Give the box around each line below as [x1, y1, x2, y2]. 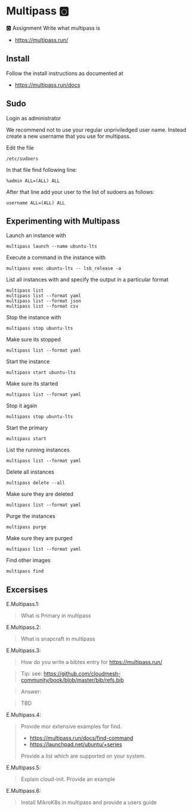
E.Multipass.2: [6, 624, 41, 631]
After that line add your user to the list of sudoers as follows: [6, 188, 155, 195]
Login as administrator [6, 114, 61, 122]
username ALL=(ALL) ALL [6, 199, 66, 206]
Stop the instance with [6, 314, 61, 321]
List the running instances [6, 446, 70, 453]
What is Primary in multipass [20, 612, 91, 619]
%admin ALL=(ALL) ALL [6, 178, 60, 184]
